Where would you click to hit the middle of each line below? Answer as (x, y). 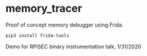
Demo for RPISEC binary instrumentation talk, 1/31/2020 (73, 47)
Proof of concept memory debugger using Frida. (64, 25)
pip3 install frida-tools (37, 35)
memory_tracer (44, 9)
